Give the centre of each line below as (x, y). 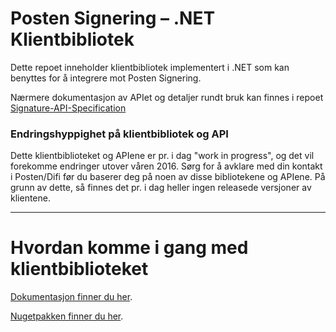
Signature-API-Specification (68, 108)
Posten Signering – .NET (113, 18)
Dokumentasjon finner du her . (71, 297)
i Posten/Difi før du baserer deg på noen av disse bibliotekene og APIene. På (168, 177)
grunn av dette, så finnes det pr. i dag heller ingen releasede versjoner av (161, 188)
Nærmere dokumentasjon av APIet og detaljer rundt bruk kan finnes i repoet (167, 97)
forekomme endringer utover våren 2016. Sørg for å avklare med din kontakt (166, 166)
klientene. (30, 198)
